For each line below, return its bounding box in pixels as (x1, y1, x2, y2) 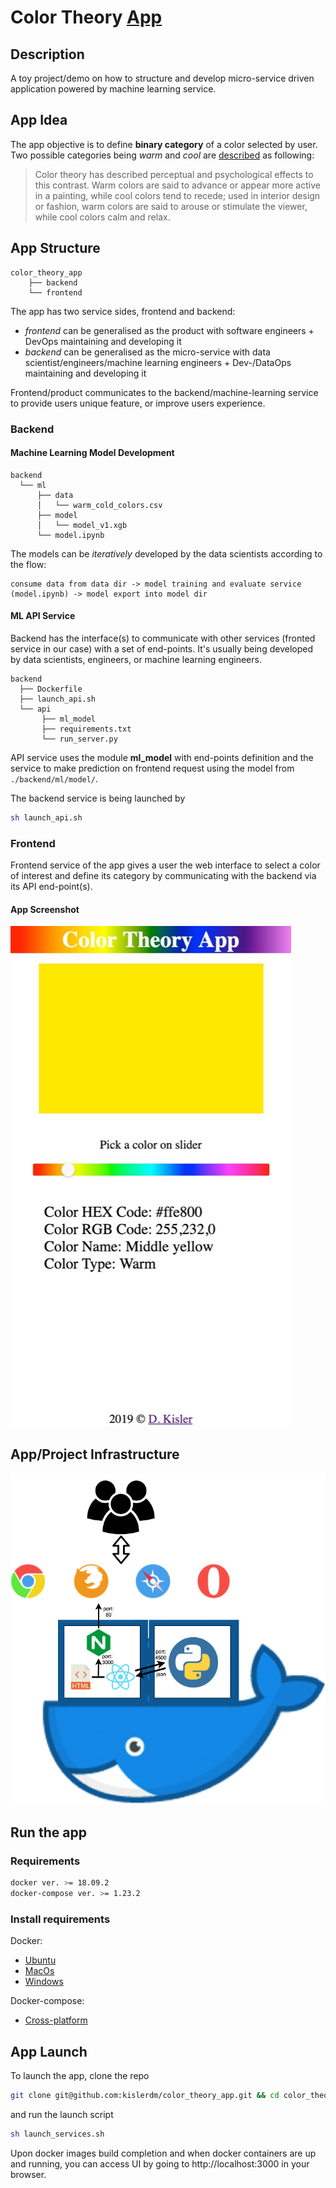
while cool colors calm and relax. (34, 211, 171, 223)
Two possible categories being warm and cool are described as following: (10, 149, 315, 161)
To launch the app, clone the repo (10, 2070, 150, 2082)
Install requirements (10, 1912, 111, 1926)
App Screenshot (10, 903, 80, 915)
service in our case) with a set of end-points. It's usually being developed (10, 642, 313, 655)
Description (10, 46, 85, 63)
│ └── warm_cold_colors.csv (36, 500, 163, 510)
